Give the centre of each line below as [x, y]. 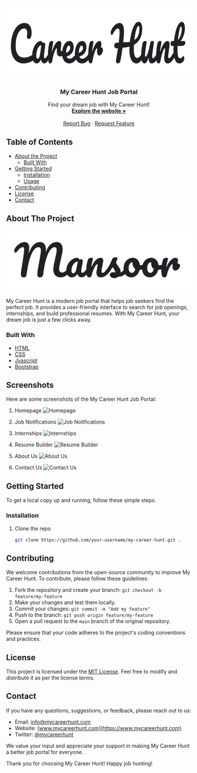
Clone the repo [33, 528]
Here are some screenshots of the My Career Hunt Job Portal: [81, 399]
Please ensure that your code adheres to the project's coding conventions [96, 633]
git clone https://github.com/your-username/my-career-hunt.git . [98, 540]
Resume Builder [34, 445]
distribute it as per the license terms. [51, 678]
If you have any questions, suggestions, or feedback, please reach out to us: [99, 710]
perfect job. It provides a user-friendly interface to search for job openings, [97, 307]
